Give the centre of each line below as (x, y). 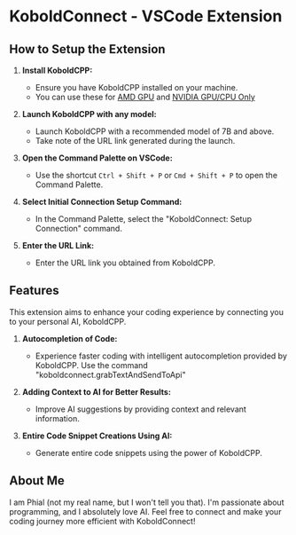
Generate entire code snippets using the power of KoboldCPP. (149, 452)
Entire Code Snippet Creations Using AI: (97, 436)
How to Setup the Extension (87, 49)
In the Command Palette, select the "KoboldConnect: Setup (144, 219)
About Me (37, 481)
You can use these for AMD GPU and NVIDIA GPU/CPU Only (145, 97)
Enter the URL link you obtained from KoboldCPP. (125, 263)
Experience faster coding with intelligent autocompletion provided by (161, 356)
